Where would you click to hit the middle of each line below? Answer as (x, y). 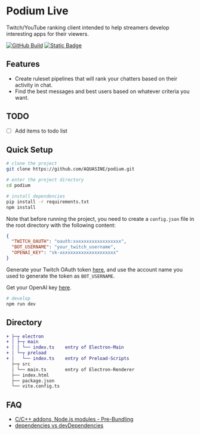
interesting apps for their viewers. (48, 33)
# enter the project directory (45, 180)
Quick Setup (30, 150)
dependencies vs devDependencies (59, 425)
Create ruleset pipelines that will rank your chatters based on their (96, 78)
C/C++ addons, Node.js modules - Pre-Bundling (74, 419)
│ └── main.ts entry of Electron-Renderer (73, 369)
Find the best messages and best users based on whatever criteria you (102, 91)
